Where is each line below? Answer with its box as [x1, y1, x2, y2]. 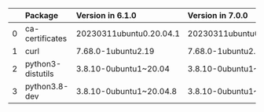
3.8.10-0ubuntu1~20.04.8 [75, 86, 178, 96]
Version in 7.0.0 [187, 10, 248, 20]
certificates [24, 33, 68, 44]
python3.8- [24, 81, 69, 92]
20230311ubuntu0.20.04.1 [75, 28, 181, 38]
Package [24, 10, 59, 20]
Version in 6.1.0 [75, 10, 137, 20]
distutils [24, 68, 54, 79]
